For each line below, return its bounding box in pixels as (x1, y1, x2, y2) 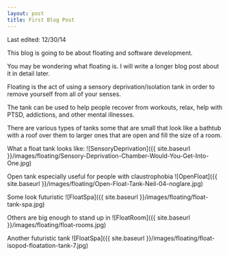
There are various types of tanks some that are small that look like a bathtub (7, 124, 221, 132)
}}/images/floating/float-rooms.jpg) (7, 220, 107, 229)
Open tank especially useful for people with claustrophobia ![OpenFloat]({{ (7, 172, 217, 181)
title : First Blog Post (7, 16, 75, 23)
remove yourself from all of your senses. (7, 90, 122, 98)
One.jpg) (7, 159, 32, 167)
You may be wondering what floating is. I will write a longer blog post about (7, 62, 219, 70)
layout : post (7, 10, 44, 17)
